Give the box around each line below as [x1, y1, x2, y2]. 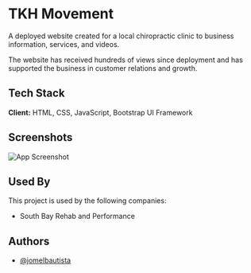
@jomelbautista [19, 255, 71, 265]
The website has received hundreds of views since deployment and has [8, 55, 244, 64]
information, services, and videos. [8, 39, 120, 49]
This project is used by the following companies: [8, 196, 167, 205]
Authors [8, 234, 50, 248]
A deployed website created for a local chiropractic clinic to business [8, 31, 234, 41]
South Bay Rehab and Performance [19, 212, 135, 221]
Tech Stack [8, 87, 65, 100]
